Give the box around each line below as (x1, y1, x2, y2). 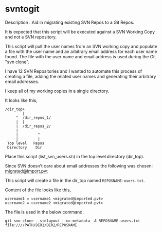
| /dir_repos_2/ (16, 124, 51, 129)
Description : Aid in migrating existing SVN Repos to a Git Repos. (5, 19, 135, 25)
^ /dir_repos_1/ (16, 115, 51, 120)
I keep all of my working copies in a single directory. (5, 88, 109, 94)
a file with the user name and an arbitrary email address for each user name (5, 49, 157, 54)
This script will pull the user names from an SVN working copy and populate (5, 43, 158, 49)
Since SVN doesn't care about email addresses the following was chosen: (5, 163, 153, 168)
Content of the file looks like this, (5, 187, 71, 193)
